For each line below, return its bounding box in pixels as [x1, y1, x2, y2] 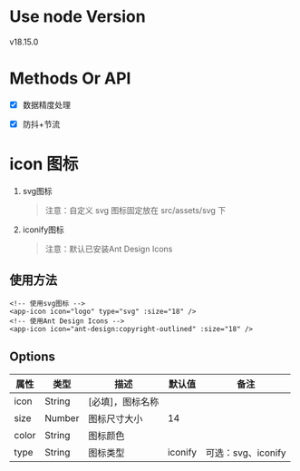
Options [9, 349, 56, 365]
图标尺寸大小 [87, 412, 143, 425]
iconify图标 [22, 224, 65, 235]
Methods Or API [9, 68, 131, 89]
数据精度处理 [22, 99, 71, 110]
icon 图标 [9, 154, 79, 174]
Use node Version [9, 6, 147, 27]
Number [44, 411, 80, 424]
